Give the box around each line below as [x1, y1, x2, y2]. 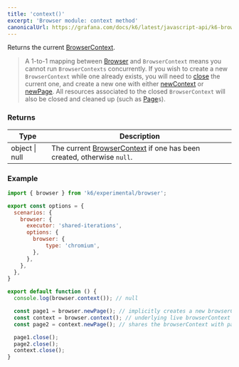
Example [7, 173, 38, 183]
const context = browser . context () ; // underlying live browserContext [14, 314, 231, 321]
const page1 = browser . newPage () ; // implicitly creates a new [14, 308, 205, 315]
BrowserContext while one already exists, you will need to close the [24, 72, 221, 81]
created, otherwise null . [51, 152, 133, 162]
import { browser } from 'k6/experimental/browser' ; [7, 190, 167, 197]
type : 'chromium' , [45, 242, 100, 249]
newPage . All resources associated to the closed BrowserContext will [24, 87, 225, 96]
